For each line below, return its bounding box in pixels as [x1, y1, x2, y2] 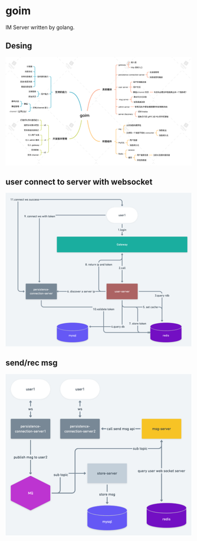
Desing [5, 41, 32, 51]
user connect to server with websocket [5, 176, 153, 187]
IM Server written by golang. [5, 24, 75, 31]
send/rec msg [5, 358, 58, 368]
